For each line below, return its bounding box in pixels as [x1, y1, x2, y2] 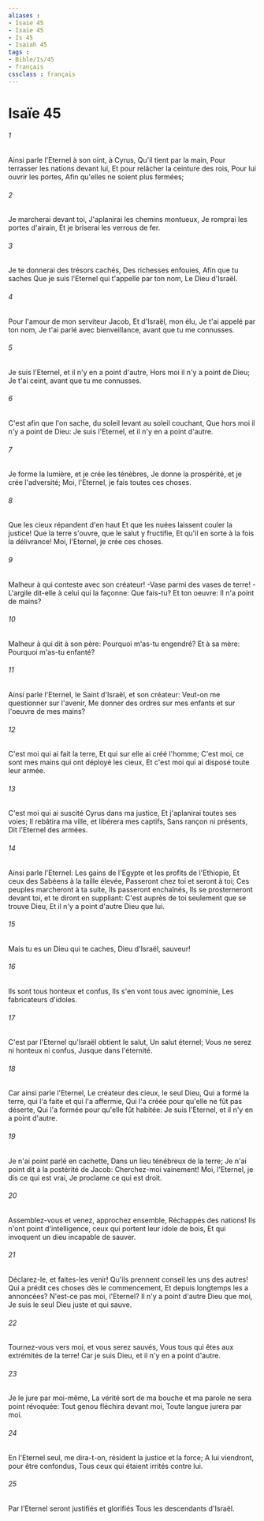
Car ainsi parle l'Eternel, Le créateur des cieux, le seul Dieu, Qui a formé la [8, 1088, 250, 1098]
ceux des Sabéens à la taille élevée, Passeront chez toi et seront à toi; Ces [8, 876, 250, 885]
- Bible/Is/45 [8, 56, 55, 64]
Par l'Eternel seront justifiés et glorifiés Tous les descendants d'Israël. [8, 1504, 235, 1513]
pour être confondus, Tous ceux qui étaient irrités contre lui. [8, 1461, 203, 1470]
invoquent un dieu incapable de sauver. [8, 1232, 136, 1241]
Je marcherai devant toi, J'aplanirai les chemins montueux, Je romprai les [8, 215, 248, 224]
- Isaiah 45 [8, 41, 47, 49]
